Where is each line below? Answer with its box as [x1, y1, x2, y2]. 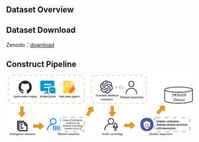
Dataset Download [6, 25, 76, 35]
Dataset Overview [6, 5, 74, 15]
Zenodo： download [6, 42, 54, 49]
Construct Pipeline [6, 59, 77, 69]
